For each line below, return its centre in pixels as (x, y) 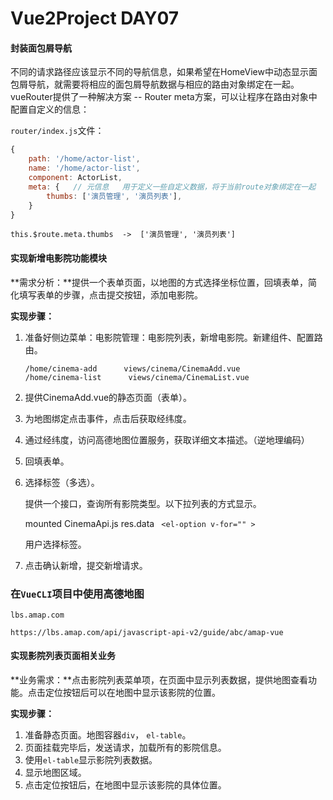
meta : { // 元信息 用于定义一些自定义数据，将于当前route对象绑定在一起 (172, 187)
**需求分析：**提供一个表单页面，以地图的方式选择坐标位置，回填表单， (159, 282)
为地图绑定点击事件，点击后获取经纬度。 (108, 418)
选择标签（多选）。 (62, 482)
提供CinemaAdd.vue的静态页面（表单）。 (108, 397)
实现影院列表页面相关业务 (63, 656)
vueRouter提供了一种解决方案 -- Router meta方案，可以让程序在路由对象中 (164, 97)
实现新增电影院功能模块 (58, 258)
